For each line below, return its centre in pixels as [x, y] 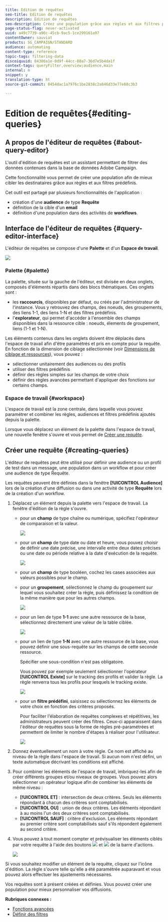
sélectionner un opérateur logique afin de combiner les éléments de [82, 782]
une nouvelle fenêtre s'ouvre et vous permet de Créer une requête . [74, 435]
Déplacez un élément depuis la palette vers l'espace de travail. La [80, 503]
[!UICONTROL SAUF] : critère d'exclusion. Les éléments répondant [89, 818]
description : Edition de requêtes [41, 19]
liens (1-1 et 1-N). [30, 328]
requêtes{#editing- [90, 113]
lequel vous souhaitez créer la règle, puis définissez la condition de [89, 592]
